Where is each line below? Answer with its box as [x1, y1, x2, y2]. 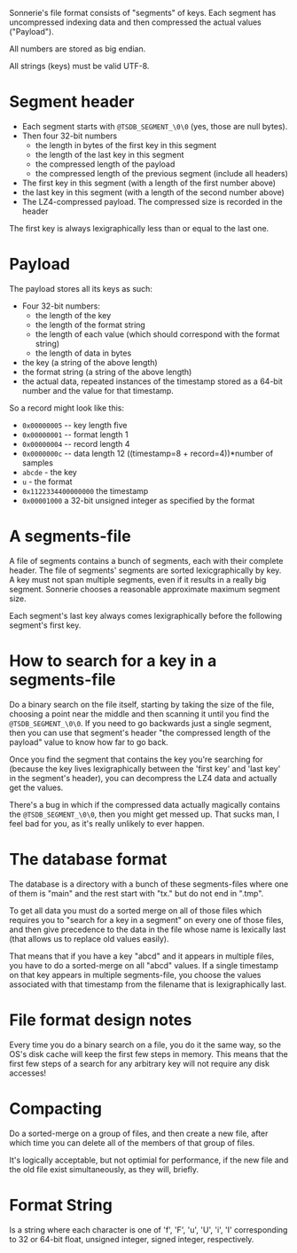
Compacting [9, 1099, 103, 1118]
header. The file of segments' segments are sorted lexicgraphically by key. [9, 565, 282, 576]
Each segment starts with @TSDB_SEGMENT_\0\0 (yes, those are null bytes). [21, 121, 288, 131]
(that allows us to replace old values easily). [9, 933, 169, 944]
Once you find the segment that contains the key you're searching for [9, 754, 263, 764]
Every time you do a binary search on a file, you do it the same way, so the [9, 1039, 282, 1050]
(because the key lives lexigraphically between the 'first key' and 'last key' [9, 763, 281, 774]
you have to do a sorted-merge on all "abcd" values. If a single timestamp [9, 959, 279, 970]
